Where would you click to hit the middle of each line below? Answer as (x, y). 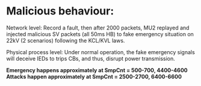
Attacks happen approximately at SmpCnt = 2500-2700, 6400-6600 (94, 76)
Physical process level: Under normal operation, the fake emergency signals (101, 52)
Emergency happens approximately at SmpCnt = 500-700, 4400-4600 (97, 70)
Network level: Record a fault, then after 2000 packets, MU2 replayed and (98, 28)
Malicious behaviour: (60, 11)
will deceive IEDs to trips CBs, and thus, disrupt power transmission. (91, 58)
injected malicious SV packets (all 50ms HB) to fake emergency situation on (100, 34)
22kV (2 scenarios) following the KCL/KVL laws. (66, 40)
